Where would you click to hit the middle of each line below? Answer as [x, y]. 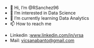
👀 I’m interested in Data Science [43, 13]
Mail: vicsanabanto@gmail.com [42, 40]
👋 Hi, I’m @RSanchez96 [34, 8]
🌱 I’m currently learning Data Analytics [49, 18]
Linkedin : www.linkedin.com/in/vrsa [47, 35]
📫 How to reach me [30, 24]
